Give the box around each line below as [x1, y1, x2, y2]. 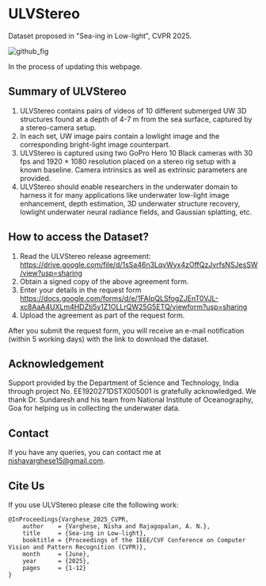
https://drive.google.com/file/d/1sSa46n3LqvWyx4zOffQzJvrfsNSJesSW [19, 260, 258, 269]
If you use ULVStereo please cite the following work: [8, 500, 180, 509]
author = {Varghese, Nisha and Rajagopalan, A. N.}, [22, 522, 211, 530]
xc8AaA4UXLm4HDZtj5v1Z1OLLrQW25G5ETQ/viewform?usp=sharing [19, 302, 248, 311]
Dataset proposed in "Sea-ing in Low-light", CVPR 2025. [8, 31, 192, 40]
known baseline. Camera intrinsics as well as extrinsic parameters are [19, 164, 248, 175]
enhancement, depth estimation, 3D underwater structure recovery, [19, 199, 241, 208]
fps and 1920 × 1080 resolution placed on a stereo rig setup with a [19, 156, 236, 166]
